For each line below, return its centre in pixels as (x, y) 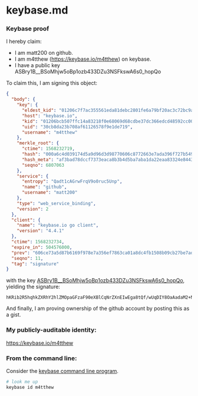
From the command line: (42, 358)
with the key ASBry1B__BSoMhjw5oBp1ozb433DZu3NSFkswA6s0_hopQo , (95, 280)
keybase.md (37, 10)
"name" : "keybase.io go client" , (58, 225)
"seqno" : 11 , (27, 258)
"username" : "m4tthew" (49, 132)
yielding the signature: (33, 287)
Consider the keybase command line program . (62, 371)
